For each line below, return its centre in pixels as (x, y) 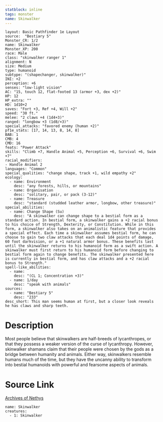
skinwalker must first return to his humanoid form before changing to (79, 250)
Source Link (30, 385)
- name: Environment (30, 182)
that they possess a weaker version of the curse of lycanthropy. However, (79, 344)
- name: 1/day (24, 280)
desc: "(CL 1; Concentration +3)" (49, 276)
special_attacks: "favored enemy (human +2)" (52, 126)
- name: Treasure (27, 199)
